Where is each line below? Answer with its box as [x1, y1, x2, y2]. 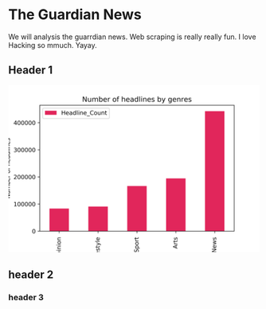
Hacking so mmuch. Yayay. [8, 40, 97, 49]
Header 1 [8, 64, 53, 77]
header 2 [8, 268, 54, 281]
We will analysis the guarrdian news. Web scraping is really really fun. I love [8, 32, 256, 41]
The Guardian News [8, 6, 142, 24]
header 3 [8, 291, 44, 303]
